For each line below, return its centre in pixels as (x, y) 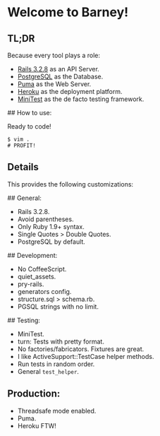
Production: (34, 394)
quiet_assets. (37, 276)
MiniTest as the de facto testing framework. (81, 99)
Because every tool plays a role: (54, 55)
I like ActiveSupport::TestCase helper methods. (86, 356)
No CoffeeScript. (42, 269)
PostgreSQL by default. (51, 242)
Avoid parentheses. (45, 219)
